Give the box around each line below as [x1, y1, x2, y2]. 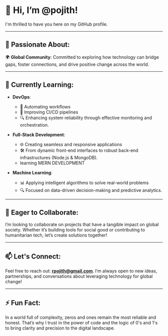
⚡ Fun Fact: [5, 298, 41, 307]
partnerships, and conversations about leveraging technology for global [5, 273, 153, 279]
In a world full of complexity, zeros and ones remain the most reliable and [5, 314, 156, 320]
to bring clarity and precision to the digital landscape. [5, 325, 115, 331]
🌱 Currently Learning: [5, 80, 74, 89]
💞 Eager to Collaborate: [5, 208, 78, 216]
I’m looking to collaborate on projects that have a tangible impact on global [5, 221, 159, 228]
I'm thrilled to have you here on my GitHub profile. [5, 21, 108, 27]
